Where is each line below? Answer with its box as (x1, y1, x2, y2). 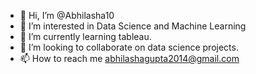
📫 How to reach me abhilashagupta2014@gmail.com (19, 53, 240, 64)
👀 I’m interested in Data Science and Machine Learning (19, 20, 247, 32)
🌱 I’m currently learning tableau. (19, 31, 152, 42)
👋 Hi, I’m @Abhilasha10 (19, 10, 115, 21)
